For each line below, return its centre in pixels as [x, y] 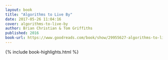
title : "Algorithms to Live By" [39, 14]
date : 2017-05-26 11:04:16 [33, 19]
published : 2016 [22, 33]
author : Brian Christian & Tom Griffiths [49, 28]
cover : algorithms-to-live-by [37, 24]
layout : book [19, 10]
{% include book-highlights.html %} [42, 52]
